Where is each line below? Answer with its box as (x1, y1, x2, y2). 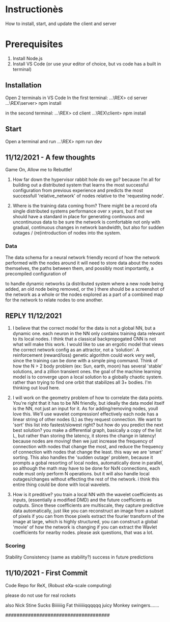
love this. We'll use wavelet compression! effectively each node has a (12, 411, 159, 417)
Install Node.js (12, 55, 43, 61)
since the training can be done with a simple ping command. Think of (12, 358, 158, 364)
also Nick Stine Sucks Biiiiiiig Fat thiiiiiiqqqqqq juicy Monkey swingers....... (5, 602, 159, 608)
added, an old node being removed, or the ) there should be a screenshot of (5, 286, 164, 292)
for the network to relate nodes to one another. (5, 296, 103, 303)
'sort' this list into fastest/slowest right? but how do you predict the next (12, 422, 164, 428)
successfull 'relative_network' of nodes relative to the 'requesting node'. (12, 193, 164, 199)
